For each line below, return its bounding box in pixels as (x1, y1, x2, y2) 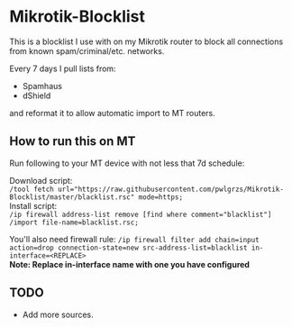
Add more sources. (22, 309, 95, 320)
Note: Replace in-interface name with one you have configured (9, 259, 251, 269)
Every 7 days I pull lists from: (9, 63, 116, 74)
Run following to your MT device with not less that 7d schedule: (9, 158, 245, 168)
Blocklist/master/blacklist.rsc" (9, 192, 135, 202)
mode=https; (138, 192, 183, 202)
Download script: (9, 175, 73, 186)
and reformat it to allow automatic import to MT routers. (9, 107, 216, 118)
